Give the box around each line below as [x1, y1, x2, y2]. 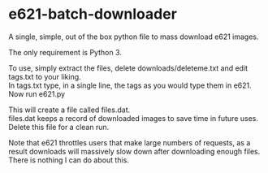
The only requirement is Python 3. [8, 47, 122, 57]
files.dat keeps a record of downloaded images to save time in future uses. [8, 113, 258, 123]
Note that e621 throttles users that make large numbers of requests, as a [8, 137, 251, 147]
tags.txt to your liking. [8, 71, 81, 81]
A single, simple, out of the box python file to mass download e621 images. [8, 32, 259, 41]
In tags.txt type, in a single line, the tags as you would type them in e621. [8, 80, 252, 90]
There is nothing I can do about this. [8, 155, 130, 165]
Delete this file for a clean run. [8, 122, 110, 132]
